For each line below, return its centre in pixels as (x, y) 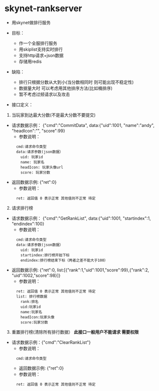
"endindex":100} (28, 224)
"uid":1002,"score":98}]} (36, 275)
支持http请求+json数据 (41, 55)
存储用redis (30, 61)
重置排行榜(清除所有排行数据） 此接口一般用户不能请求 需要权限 (75, 332)
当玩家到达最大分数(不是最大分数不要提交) (54, 115)
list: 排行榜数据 (32, 296)
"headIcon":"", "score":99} (38, 131)
